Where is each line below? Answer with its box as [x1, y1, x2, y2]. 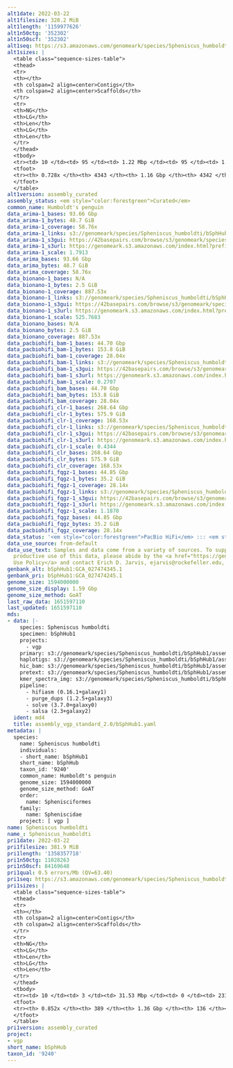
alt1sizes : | [7, 49, 45, 56]
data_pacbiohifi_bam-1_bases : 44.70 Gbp [7, 340, 126, 347]
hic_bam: [19, 663, 45, 670]
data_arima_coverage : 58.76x [7, 268, 92, 275]
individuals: [19, 746, 58, 754]
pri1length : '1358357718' [7, 850, 82, 857]
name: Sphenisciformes [25, 798, 92, 805]
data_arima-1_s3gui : [7, 236, 67, 243]
